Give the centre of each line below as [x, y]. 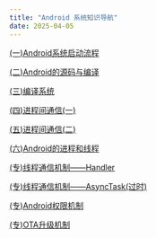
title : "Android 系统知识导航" [64, 18]
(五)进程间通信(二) [43, 129]
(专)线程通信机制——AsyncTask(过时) [78, 186]
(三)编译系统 [32, 91]
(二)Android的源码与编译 [55, 72]
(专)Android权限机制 [47, 205]
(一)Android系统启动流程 [55, 53]
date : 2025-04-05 [42, 26]
